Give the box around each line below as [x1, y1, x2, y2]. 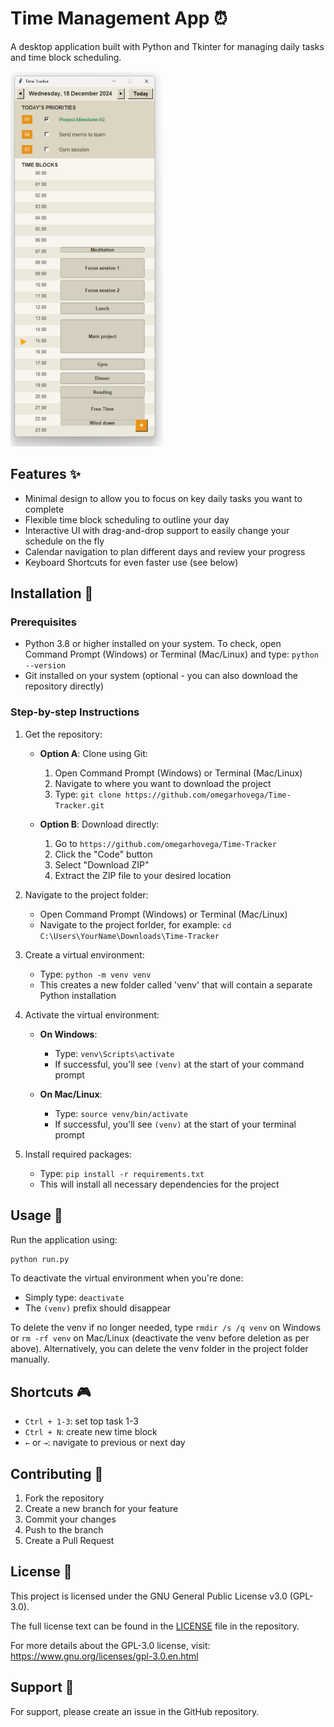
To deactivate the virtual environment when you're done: [10, 1272, 244, 1284]
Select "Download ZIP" [54, 858, 150, 871]
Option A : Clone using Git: [39, 747, 148, 759]
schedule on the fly [24, 535, 105, 547]
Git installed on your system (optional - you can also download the [24, 670, 298, 682]
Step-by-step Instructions [10, 705, 140, 719]
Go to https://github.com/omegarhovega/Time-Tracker [54, 837, 277, 849]
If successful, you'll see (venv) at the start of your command [54, 1058, 305, 1070]
